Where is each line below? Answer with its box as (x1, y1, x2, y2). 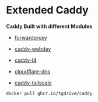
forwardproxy (14, 34, 48, 41)
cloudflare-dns (14, 68, 51, 75)
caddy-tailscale (14, 79, 52, 86)
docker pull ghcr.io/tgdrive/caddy (6, 90, 93, 96)
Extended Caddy (6, 3, 89, 17)
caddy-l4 (14, 57, 37, 64)
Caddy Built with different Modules (6, 23, 93, 30)
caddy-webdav (14, 45, 51, 52)
